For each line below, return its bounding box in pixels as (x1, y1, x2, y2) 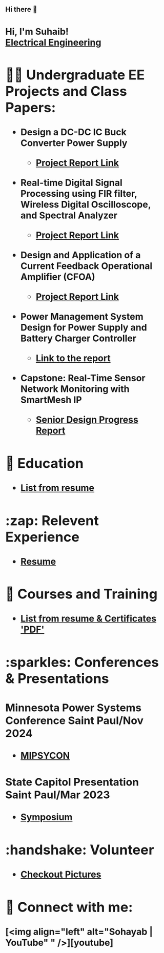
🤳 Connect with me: (5, 898, 133, 915)
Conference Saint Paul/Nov (5, 713, 143, 727)
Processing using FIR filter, (20, 188, 137, 200)
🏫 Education (5, 454, 84, 472)
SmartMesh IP (20, 394, 82, 406)
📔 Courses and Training (5, 585, 158, 603)
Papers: (5, 99, 56, 116)
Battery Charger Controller (20, 333, 137, 344)
